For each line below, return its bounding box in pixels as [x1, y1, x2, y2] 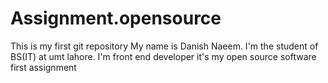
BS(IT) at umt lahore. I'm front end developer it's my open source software [10, 50, 317, 62]
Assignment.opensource [10, 7, 222, 30]
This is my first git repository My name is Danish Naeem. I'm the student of [10, 40, 319, 52]
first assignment [10, 61, 77, 73]
